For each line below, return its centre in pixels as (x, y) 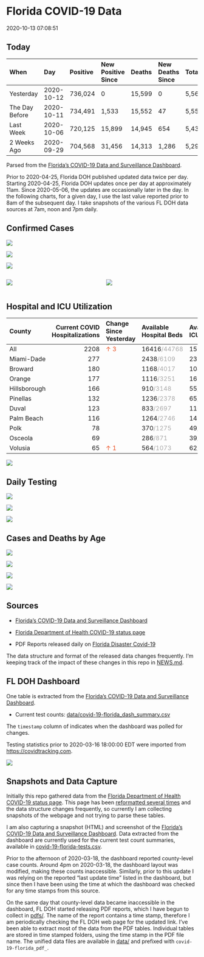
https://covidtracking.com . (39, 751)
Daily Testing (32, 482)
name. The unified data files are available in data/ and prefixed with (90, 941)
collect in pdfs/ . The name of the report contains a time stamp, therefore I (98, 916)
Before (19, 115)
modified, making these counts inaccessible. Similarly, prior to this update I (100, 871)
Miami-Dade (28, 359)
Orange (20, 379)
